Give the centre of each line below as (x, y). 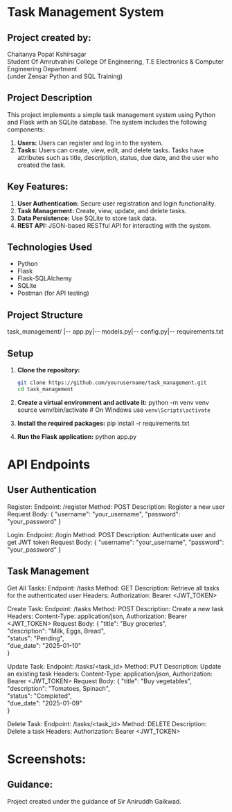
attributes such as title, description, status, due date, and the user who (118, 157)
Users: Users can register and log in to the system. (90, 143)
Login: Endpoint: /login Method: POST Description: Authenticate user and (111, 534)
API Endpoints (49, 464)
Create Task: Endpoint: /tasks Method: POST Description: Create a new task (115, 608)
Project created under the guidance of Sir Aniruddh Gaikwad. (94, 801)
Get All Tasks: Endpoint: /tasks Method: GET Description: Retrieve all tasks (113, 588)
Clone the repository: (48, 370)
